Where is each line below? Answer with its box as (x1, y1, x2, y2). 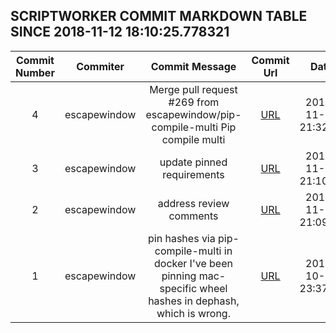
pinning (161, 269, 197, 283)
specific (159, 281, 198, 295)
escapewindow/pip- (145, 107, 242, 121)
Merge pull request (149, 82, 238, 96)
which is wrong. (156, 306, 231, 320)
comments (168, 209, 219, 223)
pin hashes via (148, 231, 216, 245)
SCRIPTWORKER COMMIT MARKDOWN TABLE (10, 8, 308, 25)
